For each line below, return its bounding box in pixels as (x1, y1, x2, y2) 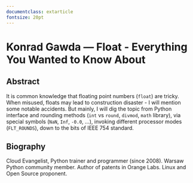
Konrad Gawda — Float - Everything (6, 40, 188, 54)
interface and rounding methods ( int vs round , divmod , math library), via (6, 111, 181, 118)
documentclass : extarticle (6, 8, 73, 15)
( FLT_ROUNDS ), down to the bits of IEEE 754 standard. (6, 124, 134, 132)
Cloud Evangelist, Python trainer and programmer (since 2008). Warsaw (6, 157, 184, 164)
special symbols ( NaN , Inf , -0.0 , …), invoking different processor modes (6, 118, 182, 125)
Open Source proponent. (6, 170, 68, 177)
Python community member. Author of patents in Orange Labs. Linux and (6, 164, 186, 171)
